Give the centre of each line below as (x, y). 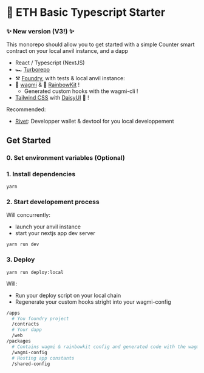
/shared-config (31, 364)
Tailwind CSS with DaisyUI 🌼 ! (52, 98)
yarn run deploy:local (35, 272)
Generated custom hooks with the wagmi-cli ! (81, 91)
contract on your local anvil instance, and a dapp (67, 51)
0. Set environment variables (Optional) (66, 157)
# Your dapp (27, 330)
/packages (19, 341)
